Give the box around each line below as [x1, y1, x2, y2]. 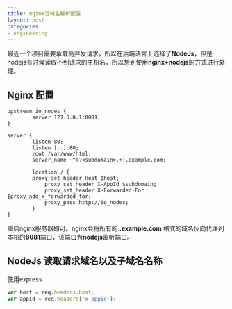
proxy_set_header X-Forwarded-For [44, 187, 144, 194]
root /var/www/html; [32, 151, 92, 158]
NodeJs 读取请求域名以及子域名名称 [7, 255, 163, 267]
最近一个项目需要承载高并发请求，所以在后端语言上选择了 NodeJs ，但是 [7, 49, 213, 58]
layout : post [7, 17, 45, 24]
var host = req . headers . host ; [7, 289, 95, 296]
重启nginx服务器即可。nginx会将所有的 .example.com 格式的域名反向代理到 [7, 224, 224, 233]
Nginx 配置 [7, 89, 54, 101]
